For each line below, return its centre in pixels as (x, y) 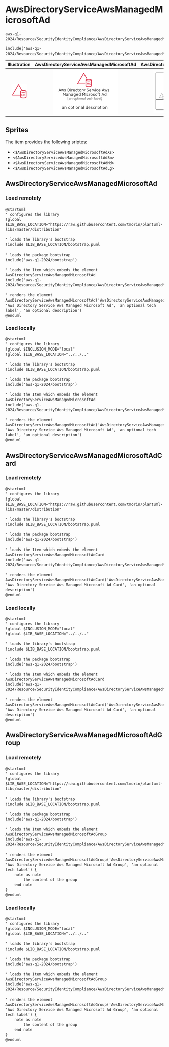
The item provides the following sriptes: (46, 142)
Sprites (17, 130)
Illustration (19, 65)
